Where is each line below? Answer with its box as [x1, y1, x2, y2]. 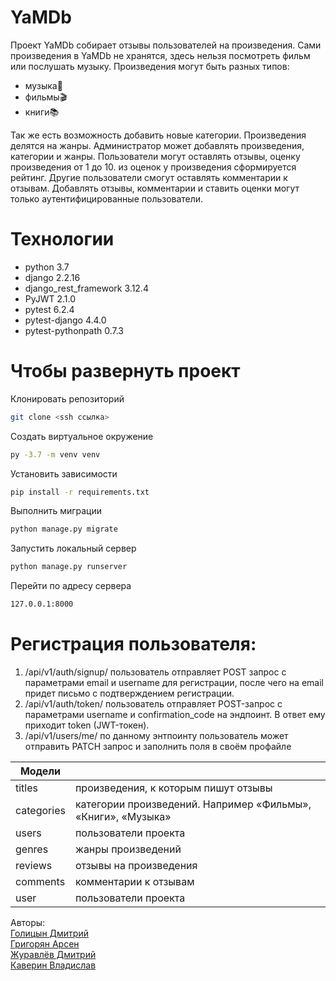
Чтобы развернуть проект [10, 360, 241, 383]
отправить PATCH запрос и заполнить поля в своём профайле [24, 741, 292, 752]
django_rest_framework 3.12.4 [24, 282, 149, 294]
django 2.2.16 [24, 271, 81, 283]
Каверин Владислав [10, 959, 97, 971]
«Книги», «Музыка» [74, 810, 172, 823]
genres [15, 842, 49, 856]
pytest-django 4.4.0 [24, 314, 107, 326]
